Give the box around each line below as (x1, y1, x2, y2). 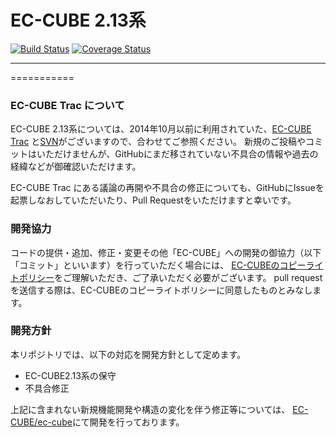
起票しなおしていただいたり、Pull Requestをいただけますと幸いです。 (10, 194, 297, 206)
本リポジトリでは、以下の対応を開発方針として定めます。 (10, 348, 247, 360)
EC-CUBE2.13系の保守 (24, 369, 117, 381)
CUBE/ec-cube (10, 416, 73, 428)
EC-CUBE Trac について (10, 98, 125, 112)
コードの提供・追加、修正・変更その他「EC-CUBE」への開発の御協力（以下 (10, 246, 322, 258)
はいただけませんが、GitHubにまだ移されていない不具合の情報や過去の (27, 148, 319, 160)
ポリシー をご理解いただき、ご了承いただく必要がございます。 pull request (18, 271, 323, 283)
